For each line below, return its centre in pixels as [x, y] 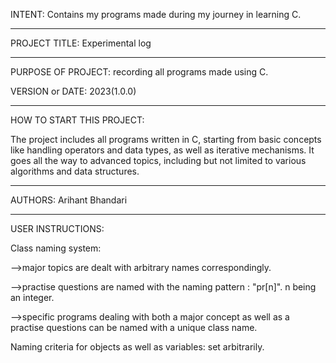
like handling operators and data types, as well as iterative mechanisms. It [162, 150]
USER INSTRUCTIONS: [57, 228]
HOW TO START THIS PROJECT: [77, 120]
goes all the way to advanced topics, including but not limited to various [158, 160]
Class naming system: [56, 248]
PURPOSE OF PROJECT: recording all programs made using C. [139, 72]
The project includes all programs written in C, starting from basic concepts [166, 139]
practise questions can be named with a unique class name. [134, 327]
